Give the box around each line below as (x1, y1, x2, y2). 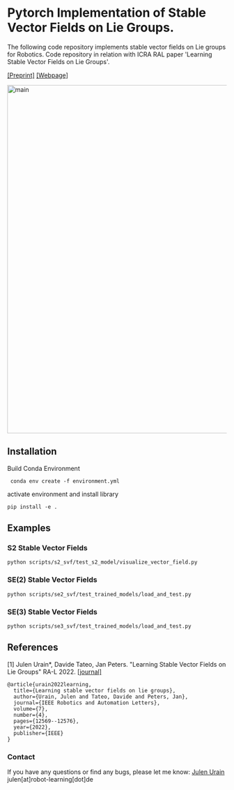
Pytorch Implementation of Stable (7, 5, 207, 21)
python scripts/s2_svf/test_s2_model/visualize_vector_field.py (7, 559, 198, 566)
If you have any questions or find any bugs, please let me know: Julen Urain (7, 768, 225, 776)
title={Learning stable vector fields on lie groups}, (13, 687, 176, 694)
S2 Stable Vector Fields (7, 543, 88, 553)
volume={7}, (13, 705, 49, 712)
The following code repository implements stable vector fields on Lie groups (7, 42, 226, 51)
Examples (7, 522, 51, 534)
